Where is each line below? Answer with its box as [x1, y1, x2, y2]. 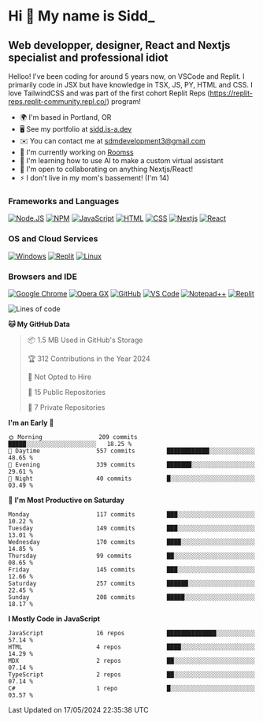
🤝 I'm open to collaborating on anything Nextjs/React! [19, 165, 194, 173]
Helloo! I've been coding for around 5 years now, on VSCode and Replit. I [8, 72, 245, 81]
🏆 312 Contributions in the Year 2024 [27, 354, 151, 363]
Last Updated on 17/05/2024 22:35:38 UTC [8, 705, 149, 714]
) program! [106, 97, 142, 106]
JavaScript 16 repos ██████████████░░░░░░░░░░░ [8, 629, 256, 637]
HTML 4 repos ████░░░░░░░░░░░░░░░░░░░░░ [8, 642, 256, 651]
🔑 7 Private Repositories [27, 402, 106, 412]
